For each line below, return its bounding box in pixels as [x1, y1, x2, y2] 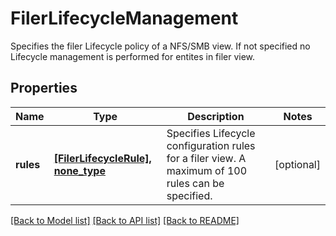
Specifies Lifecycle [166, 126, 256, 140]
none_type [53, 163, 106, 177]
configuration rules [166, 138, 256, 152]
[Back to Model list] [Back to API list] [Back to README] [10, 214, 240, 226]
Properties [10, 80, 78, 97]
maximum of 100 [166, 163, 248, 177]
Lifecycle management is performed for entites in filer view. [10, 50, 256, 62]
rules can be [166, 176, 225, 190]
